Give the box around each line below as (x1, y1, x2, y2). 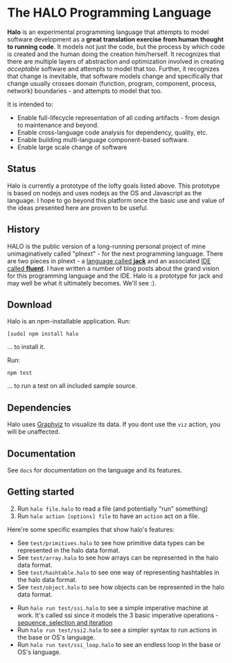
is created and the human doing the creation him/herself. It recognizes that (7, 50, 221, 58)
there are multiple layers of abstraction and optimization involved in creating (7, 57, 224, 65)
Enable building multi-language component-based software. (17, 135, 189, 143)
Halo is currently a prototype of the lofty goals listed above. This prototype (7, 182, 220, 190)
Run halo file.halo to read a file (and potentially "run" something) (17, 504, 208, 513)
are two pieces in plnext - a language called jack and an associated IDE (7, 256, 211, 265)
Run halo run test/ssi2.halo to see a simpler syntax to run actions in (17, 626, 217, 634)
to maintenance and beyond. (17, 121, 99, 129)
